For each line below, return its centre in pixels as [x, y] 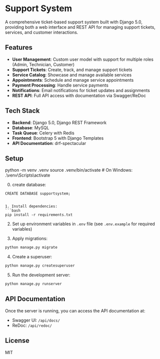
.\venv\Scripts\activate [27, 175]
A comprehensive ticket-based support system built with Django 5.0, [74, 22]
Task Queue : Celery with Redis [43, 133]
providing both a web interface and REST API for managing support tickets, [80, 27]
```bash [13, 211]
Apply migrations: [30, 238]
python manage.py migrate [31, 248]
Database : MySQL [31, 127]
